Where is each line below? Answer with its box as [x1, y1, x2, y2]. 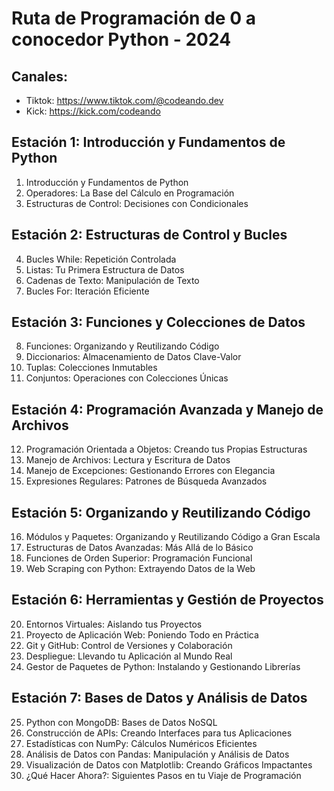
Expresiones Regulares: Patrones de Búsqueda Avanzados [25, 475, 268, 487]
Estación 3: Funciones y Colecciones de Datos [11, 314, 306, 331]
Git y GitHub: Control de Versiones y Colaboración [25, 639, 233, 651]
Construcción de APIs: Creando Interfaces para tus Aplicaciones [25, 727, 293, 739]
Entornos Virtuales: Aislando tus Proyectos [25, 618, 203, 630]
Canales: [11, 68, 68, 85]
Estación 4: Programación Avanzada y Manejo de [11, 401, 324, 418]
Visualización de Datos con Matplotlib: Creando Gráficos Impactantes [25, 758, 313, 771]
